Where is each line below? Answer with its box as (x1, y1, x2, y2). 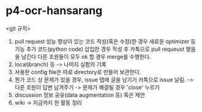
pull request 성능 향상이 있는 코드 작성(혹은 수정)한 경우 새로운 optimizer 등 (14, 37, 196, 45)
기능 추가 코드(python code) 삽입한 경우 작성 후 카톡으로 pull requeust (14, 45, 185, 53)
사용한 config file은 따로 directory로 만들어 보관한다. (14, 68, 141, 75)
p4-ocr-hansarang (6, 4, 103, 18)
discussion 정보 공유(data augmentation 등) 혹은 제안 (14, 91, 145, 99)
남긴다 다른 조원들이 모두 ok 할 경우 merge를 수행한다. (21, 53, 151, 60)
